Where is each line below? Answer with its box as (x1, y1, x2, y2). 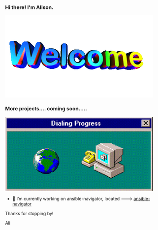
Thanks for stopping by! (5, 210, 54, 216)
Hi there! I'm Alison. (5, 4, 54, 11)
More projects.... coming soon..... (5, 105, 87, 112)
